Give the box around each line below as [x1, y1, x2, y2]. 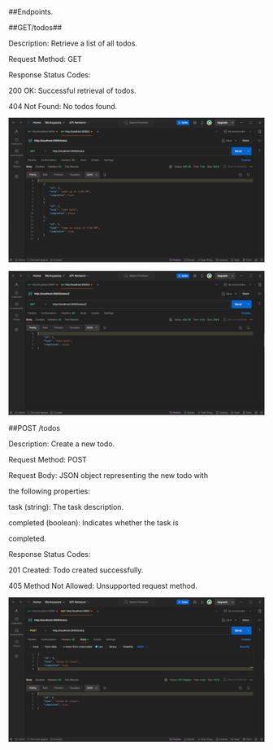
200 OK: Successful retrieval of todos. [8, 86, 136, 95]
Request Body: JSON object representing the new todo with [8, 471, 209, 480]
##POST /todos [8, 423, 61, 432]
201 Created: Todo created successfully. [8, 565, 144, 575]
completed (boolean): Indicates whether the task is [8, 518, 179, 528]
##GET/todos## [8, 23, 63, 32]
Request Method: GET [8, 55, 83, 64]
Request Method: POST [8, 455, 88, 464]
